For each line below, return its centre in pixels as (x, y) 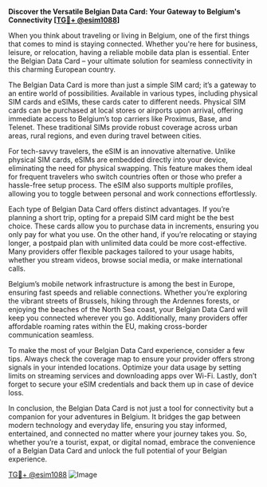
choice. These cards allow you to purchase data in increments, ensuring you (133, 226)
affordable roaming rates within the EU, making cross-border (108, 326)
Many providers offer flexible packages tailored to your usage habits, (122, 251)
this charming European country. (62, 69)
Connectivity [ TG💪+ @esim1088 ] (64, 20)
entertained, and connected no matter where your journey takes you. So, (128, 434)
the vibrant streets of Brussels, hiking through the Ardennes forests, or (124, 301)
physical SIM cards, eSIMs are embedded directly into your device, (118, 160)
